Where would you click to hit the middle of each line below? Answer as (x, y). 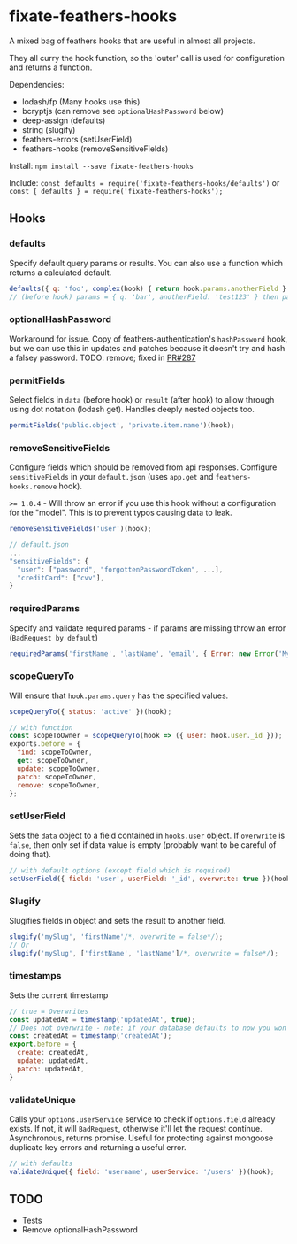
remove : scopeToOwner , (59, 785)
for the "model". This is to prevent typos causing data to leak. (121, 513)
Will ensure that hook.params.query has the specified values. (119, 695)
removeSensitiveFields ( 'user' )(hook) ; (80, 529)
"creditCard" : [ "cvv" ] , (61, 578)
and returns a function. (51, 67)
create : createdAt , (53, 1053)
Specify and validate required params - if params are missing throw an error (148, 628)
